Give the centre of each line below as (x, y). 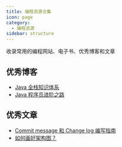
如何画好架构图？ (36, 138)
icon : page (20, 17)
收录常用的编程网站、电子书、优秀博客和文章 (61, 52)
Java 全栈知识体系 (37, 87)
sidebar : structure (30, 34)
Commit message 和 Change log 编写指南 (65, 130)
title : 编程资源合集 (29, 12)
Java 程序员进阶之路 (40, 94)
